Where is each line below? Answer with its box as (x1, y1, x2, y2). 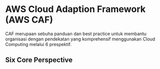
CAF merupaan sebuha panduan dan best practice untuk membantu (5, 30, 147, 36)
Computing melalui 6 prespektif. (5, 41, 72, 47)
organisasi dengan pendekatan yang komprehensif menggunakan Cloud (5, 36, 155, 42)
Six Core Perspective (5, 56, 73, 64)
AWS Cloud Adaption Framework (5, 3, 146, 15)
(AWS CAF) (5, 14, 54, 25)
